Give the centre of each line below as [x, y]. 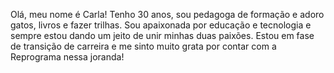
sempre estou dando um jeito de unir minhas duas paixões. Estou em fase [162, 35]
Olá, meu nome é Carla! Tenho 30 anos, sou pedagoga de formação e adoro [167, 14]
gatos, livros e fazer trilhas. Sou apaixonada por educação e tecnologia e [161, 25]
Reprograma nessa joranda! [67, 57]
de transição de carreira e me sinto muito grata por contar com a [143, 46]
